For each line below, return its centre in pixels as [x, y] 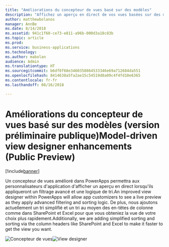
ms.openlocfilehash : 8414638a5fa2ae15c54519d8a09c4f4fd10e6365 [73, 76]
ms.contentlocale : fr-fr [31, 80]
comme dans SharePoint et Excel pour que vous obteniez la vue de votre [80, 213]
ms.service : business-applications [43, 47]
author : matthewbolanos [30, 19]
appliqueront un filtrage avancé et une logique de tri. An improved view [78, 192]
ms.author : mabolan [26, 57]
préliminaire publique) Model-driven [81, 135]
